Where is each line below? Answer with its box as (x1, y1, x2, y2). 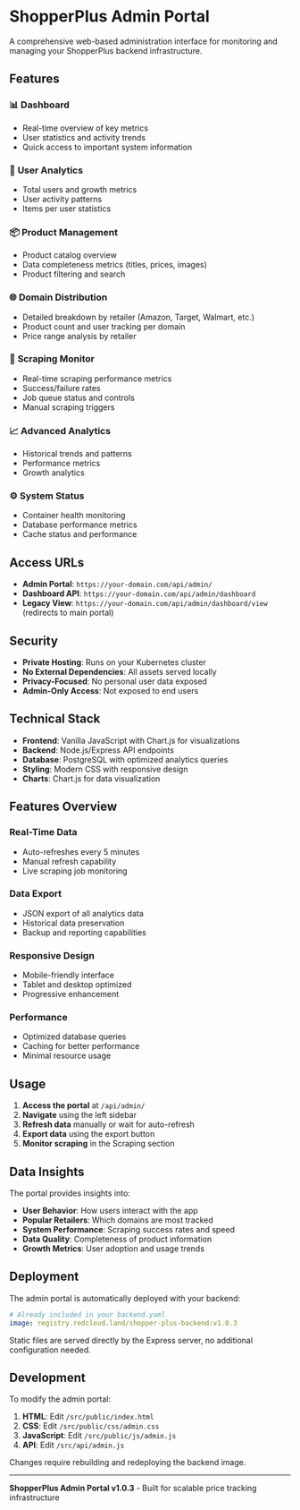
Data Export (9, 888, 62, 900)
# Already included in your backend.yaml (9, 1310, 166, 1319)
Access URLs (9, 555, 85, 570)
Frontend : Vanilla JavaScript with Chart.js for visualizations (21, 735, 240, 746)
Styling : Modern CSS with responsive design (21, 764, 188, 774)
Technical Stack (9, 712, 101, 727)
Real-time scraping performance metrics (21, 373, 172, 384)
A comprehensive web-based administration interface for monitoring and (9, 36, 279, 47)
